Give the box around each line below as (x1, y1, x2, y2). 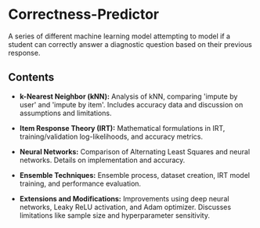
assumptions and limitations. (19, 108, 112, 118)
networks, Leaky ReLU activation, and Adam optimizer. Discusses (19, 202, 232, 212)
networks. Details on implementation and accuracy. (19, 155, 186, 165)
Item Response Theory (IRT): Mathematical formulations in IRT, (19, 123, 226, 132)
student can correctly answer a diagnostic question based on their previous (8, 39, 252, 49)
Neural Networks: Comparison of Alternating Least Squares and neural (19, 147, 251, 156)
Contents (8, 71, 55, 84)
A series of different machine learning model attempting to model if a (8, 31, 231, 41)
